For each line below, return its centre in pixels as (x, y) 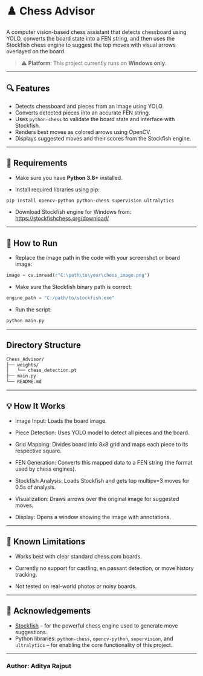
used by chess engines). (46, 469)
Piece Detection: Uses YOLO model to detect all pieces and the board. (102, 432)
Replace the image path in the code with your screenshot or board (97, 258)
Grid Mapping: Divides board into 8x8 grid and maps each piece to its (101, 444)
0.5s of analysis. (35, 487)
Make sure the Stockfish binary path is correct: (73, 287)
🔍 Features (28, 89)
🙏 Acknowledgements (49, 611)
